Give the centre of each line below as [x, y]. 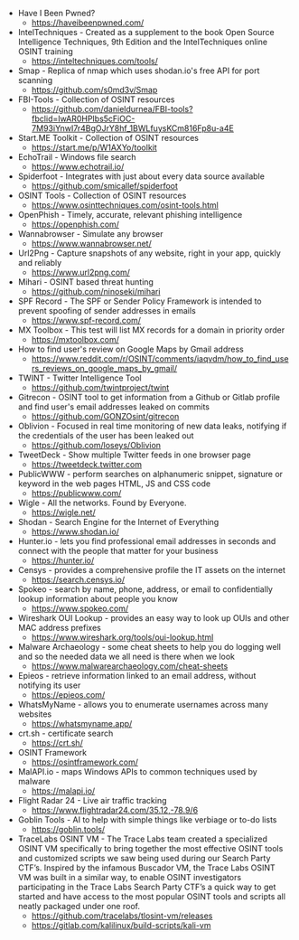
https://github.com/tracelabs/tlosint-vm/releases [122, 916]
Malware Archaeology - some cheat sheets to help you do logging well [149, 647]
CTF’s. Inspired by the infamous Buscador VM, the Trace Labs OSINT [146, 868]
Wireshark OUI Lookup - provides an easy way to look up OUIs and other [154, 618]
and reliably [40, 263]
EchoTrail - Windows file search [77, 157]
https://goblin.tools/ [68, 829]
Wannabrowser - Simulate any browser [90, 234]
